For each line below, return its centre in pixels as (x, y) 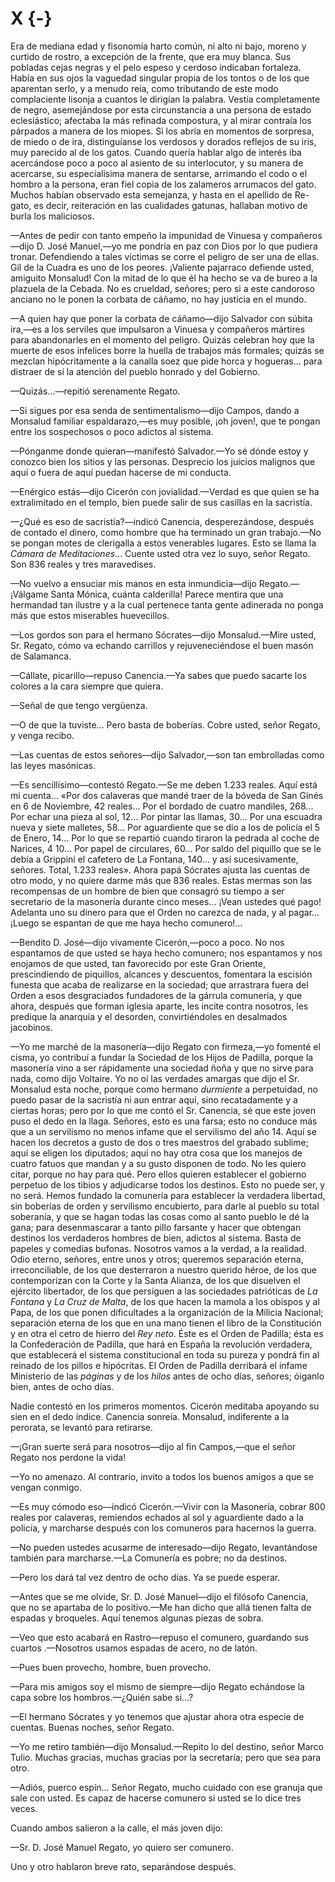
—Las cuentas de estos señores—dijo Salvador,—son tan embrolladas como (167, 754)
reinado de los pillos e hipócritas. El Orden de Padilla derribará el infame (159, 1365)
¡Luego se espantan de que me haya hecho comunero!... (126, 923)
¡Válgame (29, 594)
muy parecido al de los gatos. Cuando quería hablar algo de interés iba (156, 152)
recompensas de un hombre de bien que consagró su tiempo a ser (147, 891)
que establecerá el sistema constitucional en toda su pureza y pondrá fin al (165, 1354)
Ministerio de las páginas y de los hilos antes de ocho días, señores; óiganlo (167, 1376)
